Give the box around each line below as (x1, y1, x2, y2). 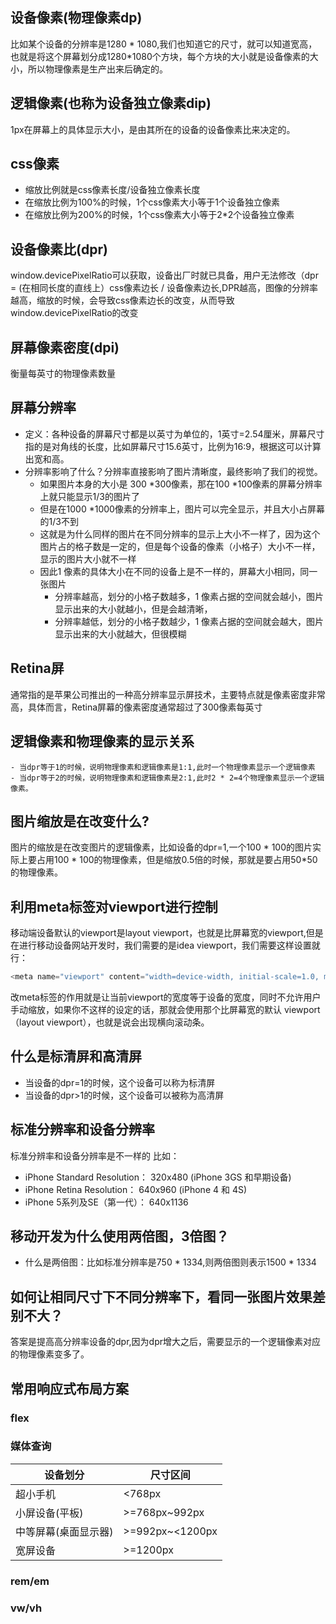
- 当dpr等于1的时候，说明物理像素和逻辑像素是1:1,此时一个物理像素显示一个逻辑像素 (10, 762, 316, 772)
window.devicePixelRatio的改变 (10, 307, 139, 319)
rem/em (10, 1574, 50, 1588)
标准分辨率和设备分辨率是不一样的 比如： (10, 1149, 180, 1162)
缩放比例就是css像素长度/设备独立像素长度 (24, 184, 201, 196)
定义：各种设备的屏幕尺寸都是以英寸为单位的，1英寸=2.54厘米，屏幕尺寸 (24, 428, 325, 440)
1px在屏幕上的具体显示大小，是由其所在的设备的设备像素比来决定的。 (10, 123, 296, 135)
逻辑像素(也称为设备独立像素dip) (10, 95, 212, 112)
